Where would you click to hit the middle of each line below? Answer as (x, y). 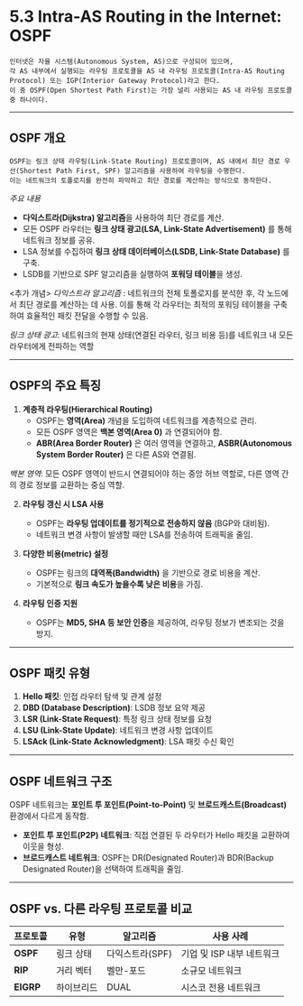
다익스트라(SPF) (140, 954)
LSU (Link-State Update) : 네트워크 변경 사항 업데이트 (118, 730)
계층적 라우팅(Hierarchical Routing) (87, 409)
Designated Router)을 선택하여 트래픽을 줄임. (103, 869)
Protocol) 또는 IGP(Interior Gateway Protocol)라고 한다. (115, 80)
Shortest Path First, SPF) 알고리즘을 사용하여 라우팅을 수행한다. (133, 171)
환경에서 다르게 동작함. (49, 816)
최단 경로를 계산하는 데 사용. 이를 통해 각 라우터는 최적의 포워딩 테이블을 (145, 304)
